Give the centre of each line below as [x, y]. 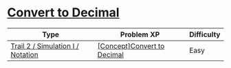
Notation [25, 54]
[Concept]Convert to [131, 46]
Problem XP [140, 34]
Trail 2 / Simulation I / [45, 46]
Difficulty [205, 34]
